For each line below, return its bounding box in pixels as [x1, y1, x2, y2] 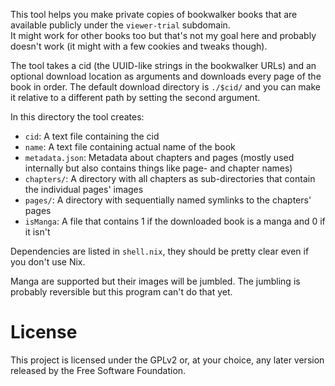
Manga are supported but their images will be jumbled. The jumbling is [10, 275, 301, 287]
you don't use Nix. [10, 256, 86, 268]
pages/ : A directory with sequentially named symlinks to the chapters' [24, 194, 312, 206]
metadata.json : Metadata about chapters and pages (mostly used [24, 152, 295, 163]
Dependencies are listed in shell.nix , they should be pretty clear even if [10, 245, 310, 257]
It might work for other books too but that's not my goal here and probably [10, 30, 317, 41]
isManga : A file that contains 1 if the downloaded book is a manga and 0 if [24, 215, 326, 227]
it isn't [24, 226, 51, 238]
